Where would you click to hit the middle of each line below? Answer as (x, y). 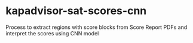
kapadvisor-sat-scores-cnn (76, 11)
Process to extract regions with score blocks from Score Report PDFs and (96, 27)
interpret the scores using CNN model (52, 33)
